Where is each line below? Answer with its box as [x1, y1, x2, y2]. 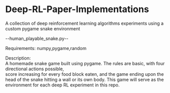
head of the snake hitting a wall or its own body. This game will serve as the [5, 76, 164, 82]
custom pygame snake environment [5, 25, 80, 31]
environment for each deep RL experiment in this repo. [5, 82, 120, 88]
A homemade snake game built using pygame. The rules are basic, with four [5, 60, 165, 66]
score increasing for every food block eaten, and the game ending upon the [5, 71, 164, 77]
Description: [5, 55, 31, 61]
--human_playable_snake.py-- [5, 35, 69, 41]
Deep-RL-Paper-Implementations [5, 4, 149, 15]
